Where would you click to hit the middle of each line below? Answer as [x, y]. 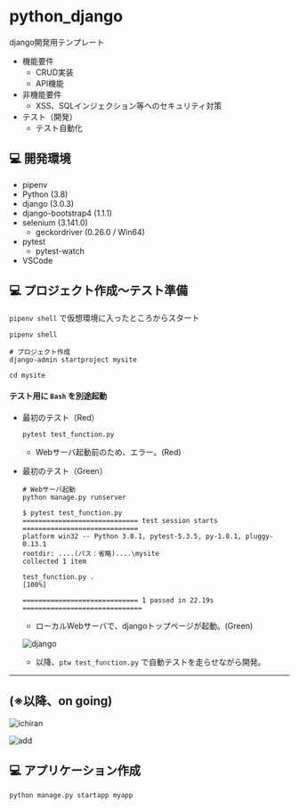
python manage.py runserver [74, 497]
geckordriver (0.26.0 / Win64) [90, 232]
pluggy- [259, 536]
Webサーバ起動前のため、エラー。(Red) [108, 452]
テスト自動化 [59, 127]
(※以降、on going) [61, 701]
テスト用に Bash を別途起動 [58, 396]
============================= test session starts [120, 520]
